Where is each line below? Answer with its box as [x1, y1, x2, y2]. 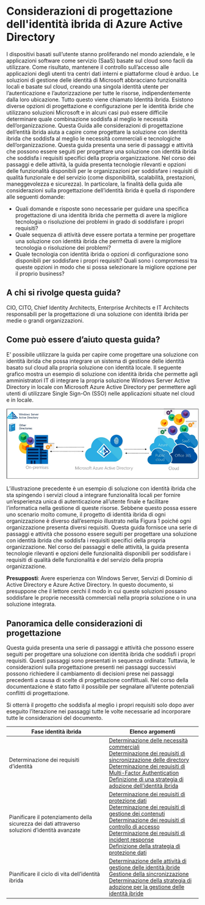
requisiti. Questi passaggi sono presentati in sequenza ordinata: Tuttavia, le [6, 657, 195, 664]
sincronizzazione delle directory [109, 756, 189, 763]
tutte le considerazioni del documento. [6, 714, 103, 722]
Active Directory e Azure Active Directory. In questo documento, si [6, 581, 174, 589]
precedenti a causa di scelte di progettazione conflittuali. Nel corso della [6, 677, 189, 684]
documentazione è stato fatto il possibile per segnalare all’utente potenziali [6, 683, 195, 691]
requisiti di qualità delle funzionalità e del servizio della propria [6, 556, 164, 564]
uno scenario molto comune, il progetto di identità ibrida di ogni [6, 511, 166, 518]
